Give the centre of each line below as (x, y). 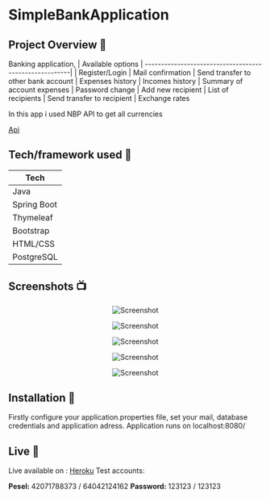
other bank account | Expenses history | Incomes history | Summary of (126, 81)
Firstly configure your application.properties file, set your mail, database (128, 417)
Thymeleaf (33, 217)
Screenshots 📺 (48, 287)
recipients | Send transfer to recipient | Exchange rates (99, 98)
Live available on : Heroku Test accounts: (77, 471)
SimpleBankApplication (89, 15)
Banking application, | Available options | (76, 64)
